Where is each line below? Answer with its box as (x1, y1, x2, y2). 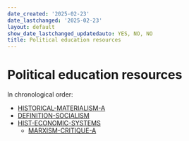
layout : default (7, 23, 55, 30)
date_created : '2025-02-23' (7, 10, 90, 18)
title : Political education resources (7, 37, 121, 44)
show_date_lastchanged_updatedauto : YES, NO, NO (7, 30, 153, 37)
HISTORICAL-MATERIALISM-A (17, 104, 106, 113)
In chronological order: (7, 90, 73, 99)
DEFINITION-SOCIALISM (17, 111, 90, 120)
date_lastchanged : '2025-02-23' (7, 17, 102, 24)
